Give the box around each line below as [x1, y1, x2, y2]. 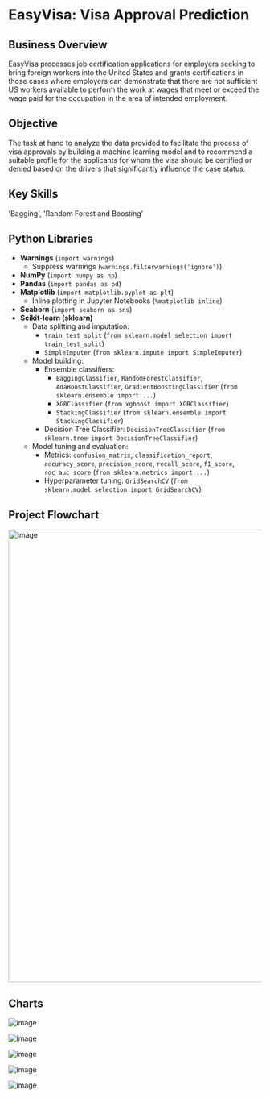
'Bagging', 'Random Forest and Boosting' [8, 208, 144, 218]
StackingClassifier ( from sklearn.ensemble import [55, 407, 227, 417]
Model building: [31, 356, 84, 366]
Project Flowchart [8, 508, 100, 522]
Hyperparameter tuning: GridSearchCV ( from [43, 476, 188, 485]
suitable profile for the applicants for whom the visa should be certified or [8, 155, 252, 164]
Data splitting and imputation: [31, 322, 130, 331]
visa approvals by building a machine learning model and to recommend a [8, 147, 253, 156]
